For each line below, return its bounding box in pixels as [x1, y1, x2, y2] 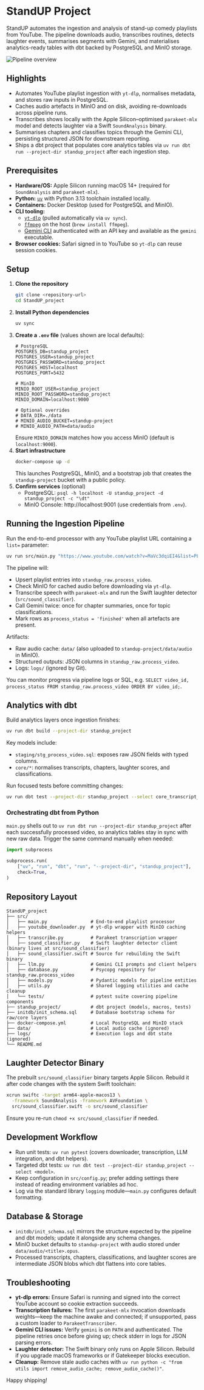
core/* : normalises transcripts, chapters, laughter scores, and [15, 764, 170, 771]
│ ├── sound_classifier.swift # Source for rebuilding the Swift [6, 951, 181, 957]
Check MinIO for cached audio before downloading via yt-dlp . [15, 582, 172, 589]
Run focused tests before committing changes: [6, 782, 124, 790]
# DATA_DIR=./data [15, 413, 62, 419]
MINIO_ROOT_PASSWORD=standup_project [15, 391, 111, 397]
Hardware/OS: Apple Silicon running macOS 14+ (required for [15, 182, 170, 189]
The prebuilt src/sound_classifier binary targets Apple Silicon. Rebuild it [6, 1074, 189, 1081]
